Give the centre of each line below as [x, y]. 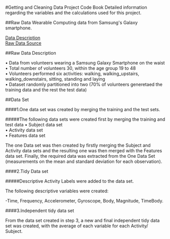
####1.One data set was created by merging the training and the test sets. [83, 109]
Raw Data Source [23, 43]
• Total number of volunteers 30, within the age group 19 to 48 [71, 68]
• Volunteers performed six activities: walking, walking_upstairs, [72, 74]
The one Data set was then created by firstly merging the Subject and [78, 145]
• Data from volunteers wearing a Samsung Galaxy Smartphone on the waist [85, 63]
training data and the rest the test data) [46, 90]
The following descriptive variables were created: [57, 191]
